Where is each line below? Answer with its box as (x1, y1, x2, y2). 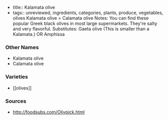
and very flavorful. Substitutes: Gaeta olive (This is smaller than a (12, 26, 150, 32)
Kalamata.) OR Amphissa (12, 31, 65, 37)
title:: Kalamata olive (12, 5, 55, 10)
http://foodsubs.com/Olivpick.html (12, 109, 85, 115)
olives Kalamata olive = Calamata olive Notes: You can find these (12, 15, 149, 21)
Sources (5, 97, 26, 104)
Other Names (5, 44, 39, 51)
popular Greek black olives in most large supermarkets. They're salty (12, 20, 158, 26)
